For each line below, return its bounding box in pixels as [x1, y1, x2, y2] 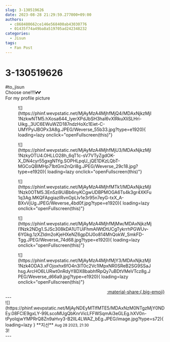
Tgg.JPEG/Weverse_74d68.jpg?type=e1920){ [18, 236, 112, 243]
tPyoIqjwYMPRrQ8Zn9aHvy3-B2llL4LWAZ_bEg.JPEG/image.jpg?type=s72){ [5, 316, 164, 322]
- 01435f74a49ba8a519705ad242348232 [10, 26, 87, 31]
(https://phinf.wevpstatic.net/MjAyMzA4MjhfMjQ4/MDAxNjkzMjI [18, 110, 152, 116]
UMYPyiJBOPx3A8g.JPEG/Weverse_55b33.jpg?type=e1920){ [18, 126, 146, 132]
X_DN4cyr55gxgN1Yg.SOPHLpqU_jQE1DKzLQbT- [18, 158, 120, 164]
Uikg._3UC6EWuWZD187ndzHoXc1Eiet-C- [18, 121, 105, 127]
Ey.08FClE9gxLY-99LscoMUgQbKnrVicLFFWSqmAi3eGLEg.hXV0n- [5, 310, 147, 316]
